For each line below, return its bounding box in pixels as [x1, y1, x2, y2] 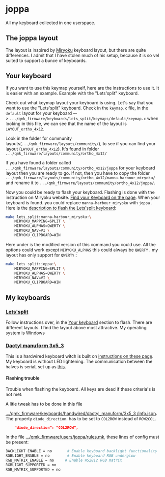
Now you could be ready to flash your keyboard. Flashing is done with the [5, 189, 155, 195]
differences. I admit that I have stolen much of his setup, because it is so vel [5, 52, 159, 58]
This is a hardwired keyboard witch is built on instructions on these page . [5, 353, 154, 359]
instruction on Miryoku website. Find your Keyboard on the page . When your [5, 194, 161, 200]
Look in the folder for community [5, 135, 72, 141]
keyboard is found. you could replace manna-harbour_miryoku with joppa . [5, 199, 153, 205]
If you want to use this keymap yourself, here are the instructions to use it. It [5, 85, 159, 91]
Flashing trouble [5, 375, 40, 381]
